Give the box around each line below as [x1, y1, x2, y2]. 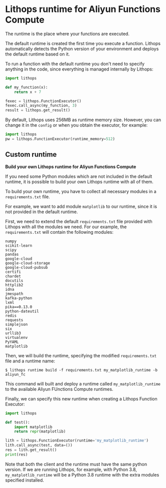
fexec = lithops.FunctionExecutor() [5, 99, 81, 104]
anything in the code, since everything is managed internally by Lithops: [5, 66, 153, 72]
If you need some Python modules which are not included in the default [5, 173, 152, 179]
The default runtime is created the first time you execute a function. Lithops [5, 40, 161, 46]
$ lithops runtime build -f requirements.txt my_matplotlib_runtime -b [5, 367, 157, 372]
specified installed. [5, 477, 44, 483]
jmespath [5, 291, 23, 296]
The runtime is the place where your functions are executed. [5, 31, 130, 37]
